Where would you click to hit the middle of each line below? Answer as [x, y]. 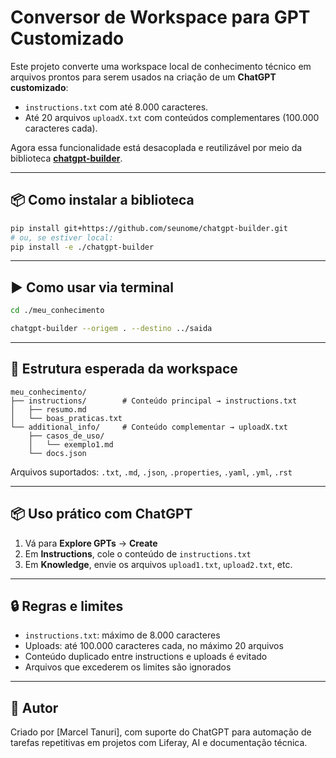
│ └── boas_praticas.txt [66, 418]
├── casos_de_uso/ [66, 436]
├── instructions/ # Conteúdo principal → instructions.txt [154, 401]
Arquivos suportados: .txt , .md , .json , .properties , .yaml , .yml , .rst [151, 472]
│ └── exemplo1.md [71, 444]
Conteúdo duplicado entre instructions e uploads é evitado [146, 657]
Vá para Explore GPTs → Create [91, 543]
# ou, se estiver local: [62, 237]
